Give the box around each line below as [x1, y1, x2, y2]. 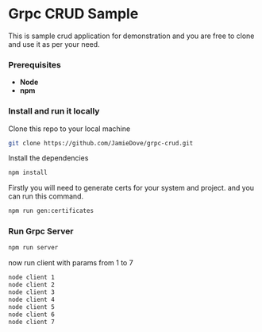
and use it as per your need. [8, 39, 101, 48]
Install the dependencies [8, 153, 89, 163]
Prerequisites [8, 59, 61, 70]
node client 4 [8, 295, 56, 303]
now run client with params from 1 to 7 [8, 258, 133, 268]
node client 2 [8, 281, 56, 289]
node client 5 [8, 303, 56, 311]
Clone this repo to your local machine [8, 124, 131, 133]
